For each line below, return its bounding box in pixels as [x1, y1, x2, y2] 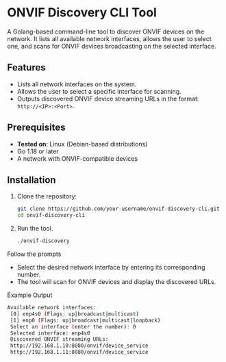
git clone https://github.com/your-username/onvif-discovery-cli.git [16, 205, 221, 213]
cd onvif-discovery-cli [16, 212, 86, 219]
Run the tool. [16, 224, 53, 233]
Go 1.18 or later [16, 147, 60, 155]
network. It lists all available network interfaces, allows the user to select [7, 34, 212, 42]
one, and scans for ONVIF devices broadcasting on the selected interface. [7, 42, 217, 50]
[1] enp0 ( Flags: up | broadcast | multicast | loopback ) [10, 317, 161, 324]
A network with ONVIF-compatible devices [16, 154, 138, 162]
